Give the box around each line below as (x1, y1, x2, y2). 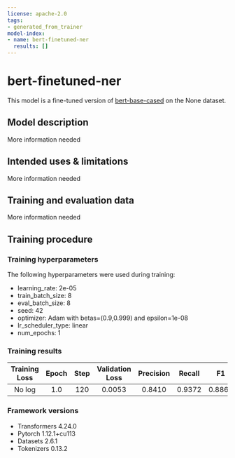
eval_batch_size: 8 (17, 299, 71, 307)
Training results (7, 346, 62, 356)
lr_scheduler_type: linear (17, 321, 89, 330)
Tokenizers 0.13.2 (17, 444, 68, 452)
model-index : (7, 29, 45, 37)
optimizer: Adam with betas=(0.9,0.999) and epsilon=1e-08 (17, 314, 189, 323)
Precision (138, 369, 171, 379)
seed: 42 (17, 307, 43, 315)
